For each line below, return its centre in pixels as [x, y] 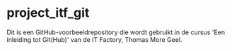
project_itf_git [48, 13]
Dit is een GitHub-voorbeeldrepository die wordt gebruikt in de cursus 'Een [116, 32]
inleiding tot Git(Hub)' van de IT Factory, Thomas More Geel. [94, 39]
